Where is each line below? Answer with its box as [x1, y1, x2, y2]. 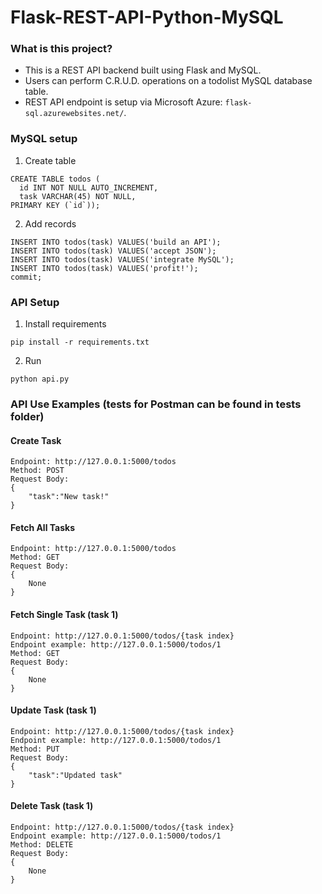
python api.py [10, 374, 70, 385]
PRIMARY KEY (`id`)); [10, 200, 101, 210]
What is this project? [10, 42, 113, 56]
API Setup [10, 295, 60, 309]
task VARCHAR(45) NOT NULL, [19, 191, 137, 201]
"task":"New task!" [28, 492, 110, 502]
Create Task [10, 434, 62, 446]
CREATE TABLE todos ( [10, 174, 101, 184]
